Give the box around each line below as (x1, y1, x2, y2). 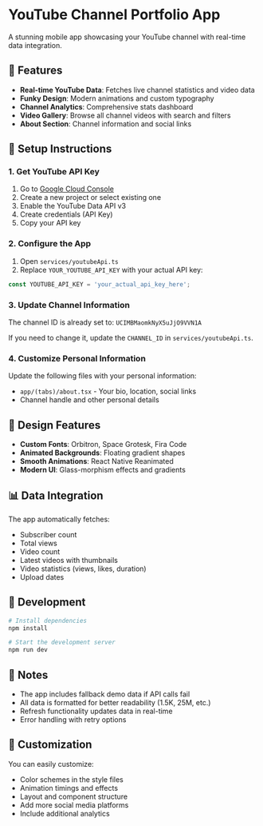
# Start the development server (8, 638, 116, 647)
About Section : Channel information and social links (19, 118, 192, 129)
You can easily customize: (8, 759, 94, 768)
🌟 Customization (8, 738, 92, 752)
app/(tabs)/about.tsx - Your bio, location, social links (19, 386, 197, 397)
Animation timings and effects (19, 783, 118, 792)
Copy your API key (19, 218, 81, 228)
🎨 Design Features (8, 418, 101, 432)
